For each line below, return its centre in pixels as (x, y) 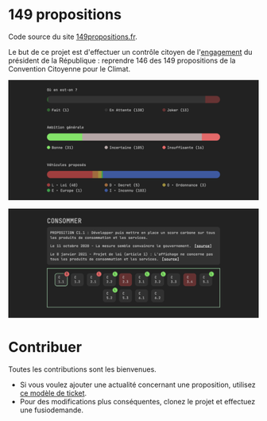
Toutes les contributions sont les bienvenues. (82, 369)
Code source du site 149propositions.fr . (73, 37)
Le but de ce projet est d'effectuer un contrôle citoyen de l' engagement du (130, 52)
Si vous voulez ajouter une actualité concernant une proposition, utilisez (137, 385)
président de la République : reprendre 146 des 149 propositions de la (122, 60)
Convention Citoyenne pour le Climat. (70, 68)
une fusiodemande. (51, 410)
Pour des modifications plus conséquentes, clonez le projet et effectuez (137, 402)
